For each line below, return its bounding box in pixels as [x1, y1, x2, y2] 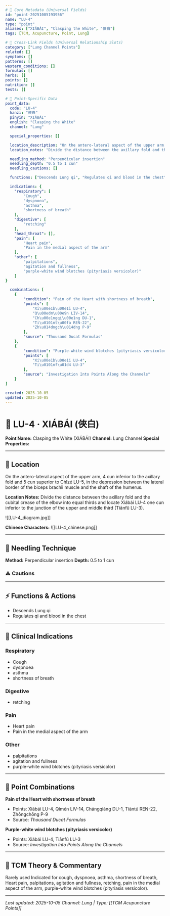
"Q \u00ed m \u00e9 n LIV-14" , [32, 310, 90, 316]
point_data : [5, 101, 30, 106]
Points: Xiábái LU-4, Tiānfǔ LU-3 [12, 836, 81, 842]
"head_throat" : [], [14, 231, 56, 236]
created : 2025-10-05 [5, 390, 49, 395]
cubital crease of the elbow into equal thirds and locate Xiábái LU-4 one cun [5, 499, 164, 506]
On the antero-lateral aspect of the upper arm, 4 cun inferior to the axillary [5, 474, 160, 480]
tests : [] [5, 87, 26, 92]
